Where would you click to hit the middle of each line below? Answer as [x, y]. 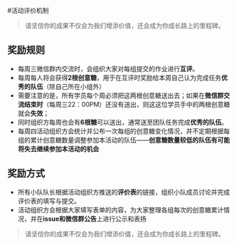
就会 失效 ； [33, 113]
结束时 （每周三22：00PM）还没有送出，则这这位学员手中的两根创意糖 [127, 104]
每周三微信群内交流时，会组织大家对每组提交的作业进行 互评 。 [108, 68]
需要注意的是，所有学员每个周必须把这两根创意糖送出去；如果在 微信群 [121, 95]
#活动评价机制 [28, 10]
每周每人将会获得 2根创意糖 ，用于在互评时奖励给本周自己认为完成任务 [120, 78]
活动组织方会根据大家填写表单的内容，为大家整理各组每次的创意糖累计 [121, 209]
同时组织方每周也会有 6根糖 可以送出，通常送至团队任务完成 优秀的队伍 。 [122, 122]
